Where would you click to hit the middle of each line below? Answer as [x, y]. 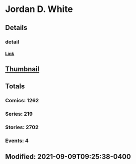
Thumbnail [22, 69]
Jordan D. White [39, 9]
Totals [15, 86]
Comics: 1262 [22, 100]
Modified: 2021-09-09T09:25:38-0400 [68, 156]
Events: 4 [17, 141]
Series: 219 [19, 114]
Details [16, 28]
